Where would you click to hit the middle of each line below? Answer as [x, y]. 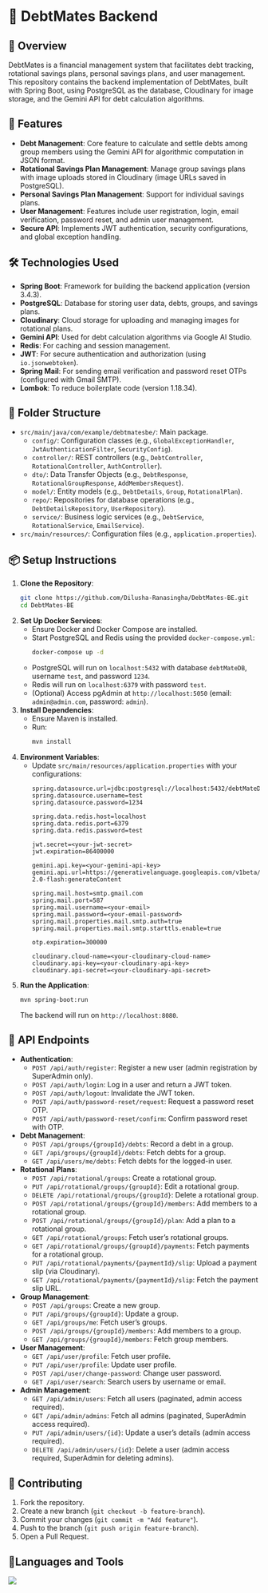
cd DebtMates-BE [47, 606]
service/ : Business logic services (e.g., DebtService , [118, 517]
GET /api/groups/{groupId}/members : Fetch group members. [130, 1339]
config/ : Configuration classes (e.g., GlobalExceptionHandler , [133, 441]
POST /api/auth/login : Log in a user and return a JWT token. [132, 1085]
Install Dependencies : [57, 709]
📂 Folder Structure [55, 413]
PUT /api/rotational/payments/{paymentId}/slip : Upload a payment [144, 1263]
